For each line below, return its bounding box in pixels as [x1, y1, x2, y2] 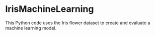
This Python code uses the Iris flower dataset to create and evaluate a [5, 20, 150, 26]
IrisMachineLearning [5, 3, 94, 15]
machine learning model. [5, 25, 57, 31]
